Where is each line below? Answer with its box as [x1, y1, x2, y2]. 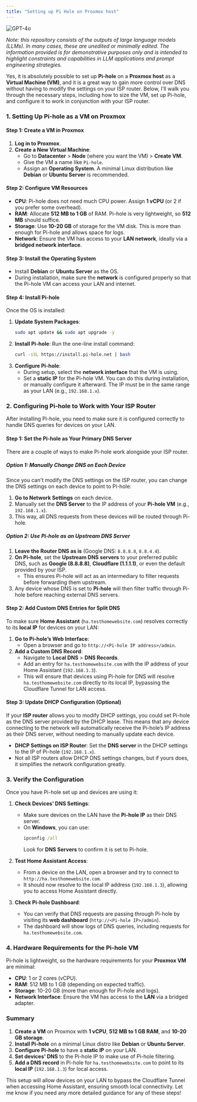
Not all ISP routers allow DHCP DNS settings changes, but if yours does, [14, 754, 189, 762]
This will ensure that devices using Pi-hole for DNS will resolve [23, 673, 175, 680]
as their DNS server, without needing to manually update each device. [6, 730, 175, 737]
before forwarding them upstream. [23, 579, 107, 586]
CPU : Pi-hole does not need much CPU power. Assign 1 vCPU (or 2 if [14, 198, 182, 205]
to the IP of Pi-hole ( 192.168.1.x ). [14, 748, 96, 755]
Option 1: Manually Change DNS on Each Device [6, 462, 126, 469]
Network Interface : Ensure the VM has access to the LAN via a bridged [14, 993, 188, 1000]
